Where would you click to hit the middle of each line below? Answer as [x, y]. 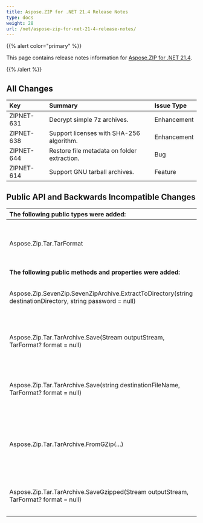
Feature [165, 172]
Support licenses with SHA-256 [95, 133]
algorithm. [63, 141]
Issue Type [171, 105]
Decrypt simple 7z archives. [89, 120]
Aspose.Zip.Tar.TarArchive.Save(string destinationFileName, [95, 385]
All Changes [30, 88]
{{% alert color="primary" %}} [44, 46]
